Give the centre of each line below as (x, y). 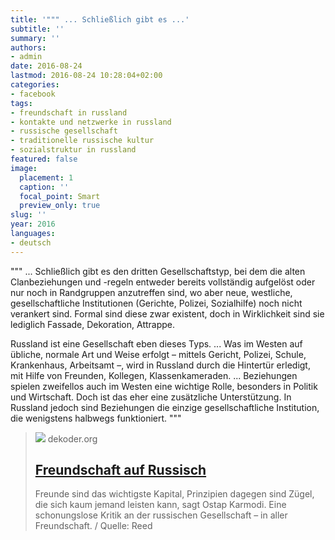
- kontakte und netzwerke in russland (91, 122)
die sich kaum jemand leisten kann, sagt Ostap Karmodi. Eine (160, 505)
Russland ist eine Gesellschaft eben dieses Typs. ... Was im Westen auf (156, 343)
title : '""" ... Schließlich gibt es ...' (100, 19)
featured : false (44, 159)
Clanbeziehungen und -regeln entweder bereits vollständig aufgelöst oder (163, 282)
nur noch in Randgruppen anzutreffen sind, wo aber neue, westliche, (151, 292)
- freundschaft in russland (69, 112)
